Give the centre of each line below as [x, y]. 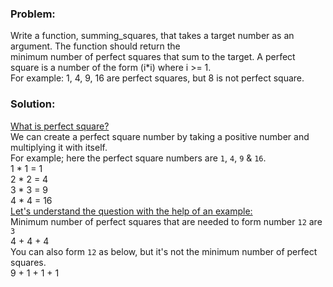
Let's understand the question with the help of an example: [131, 211]
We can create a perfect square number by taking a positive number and [160, 136]
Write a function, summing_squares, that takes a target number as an [152, 36]
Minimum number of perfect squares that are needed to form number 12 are [166, 221]
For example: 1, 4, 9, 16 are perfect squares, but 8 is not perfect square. [157, 78]
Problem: [33, 14]
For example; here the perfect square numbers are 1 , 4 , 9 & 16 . [138, 158]
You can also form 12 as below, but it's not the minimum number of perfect [164, 251]
